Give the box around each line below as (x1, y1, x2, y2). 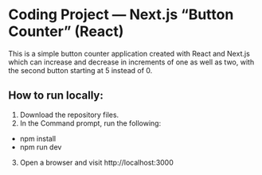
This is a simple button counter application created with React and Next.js (8, 49, 251, 58)
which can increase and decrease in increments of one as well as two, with (8, 57, 255, 67)
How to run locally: (8, 89, 104, 103)
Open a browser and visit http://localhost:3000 (19, 157, 174, 167)
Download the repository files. (19, 110, 119, 119)
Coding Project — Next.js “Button (8, 6, 234, 24)
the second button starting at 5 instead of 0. (8, 65, 153, 75)
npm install (19, 134, 57, 143)
